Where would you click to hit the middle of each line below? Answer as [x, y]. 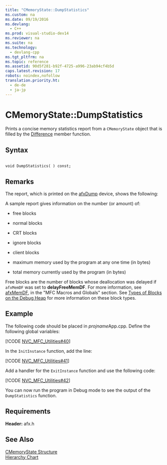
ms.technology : [21, 48]
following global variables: [32, 331]
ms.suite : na [19, 43]
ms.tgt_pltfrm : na [25, 57]
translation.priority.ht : [32, 80]
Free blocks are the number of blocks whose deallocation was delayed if [81, 282]
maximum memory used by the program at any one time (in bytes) [81, 262]
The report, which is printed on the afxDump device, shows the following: [82, 194]
